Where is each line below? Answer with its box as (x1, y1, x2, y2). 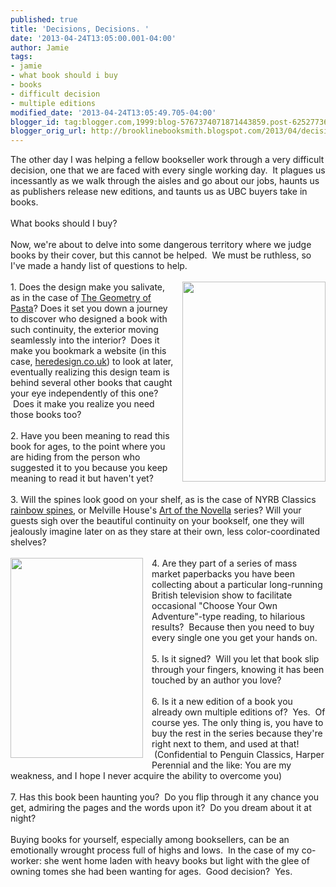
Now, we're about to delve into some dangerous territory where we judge (10, 239, 312, 251)
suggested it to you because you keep (10, 462, 168, 474)
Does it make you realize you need (12, 398, 155, 410)
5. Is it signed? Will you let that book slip (151, 653, 320, 665)
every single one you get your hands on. (151, 632, 318, 644)
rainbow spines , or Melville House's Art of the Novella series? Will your (10, 504, 302, 516)
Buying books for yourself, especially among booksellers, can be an (10, 834, 290, 846)
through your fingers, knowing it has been (151, 664, 325, 676)
